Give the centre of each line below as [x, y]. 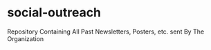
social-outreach [54, 13]
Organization [26, 38]
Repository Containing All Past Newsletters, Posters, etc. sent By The [106, 32]
